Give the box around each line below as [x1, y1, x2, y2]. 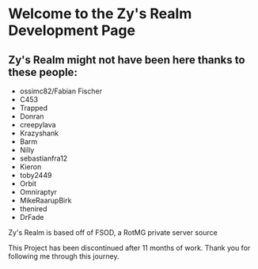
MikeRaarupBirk [19, 195, 72, 205]
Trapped [19, 104, 48, 112]
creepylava [19, 120, 57, 129]
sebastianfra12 [19, 153, 68, 163]
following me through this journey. [8, 252, 120, 261]
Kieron [19, 162, 42, 171]
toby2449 [19, 171, 52, 180]
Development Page [8, 21, 136, 40]
